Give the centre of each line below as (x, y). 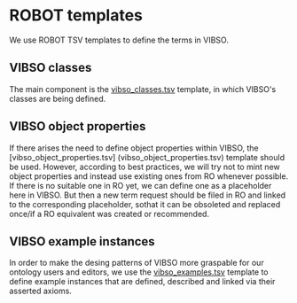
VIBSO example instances (82, 241)
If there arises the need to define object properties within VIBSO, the (134, 148)
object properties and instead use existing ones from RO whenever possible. (149, 176)
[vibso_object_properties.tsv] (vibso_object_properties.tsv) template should (147, 157)
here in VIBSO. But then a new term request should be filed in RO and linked (148, 195)
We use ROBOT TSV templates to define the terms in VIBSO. (119, 40)
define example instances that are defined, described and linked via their (142, 282)
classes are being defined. (58, 98)
